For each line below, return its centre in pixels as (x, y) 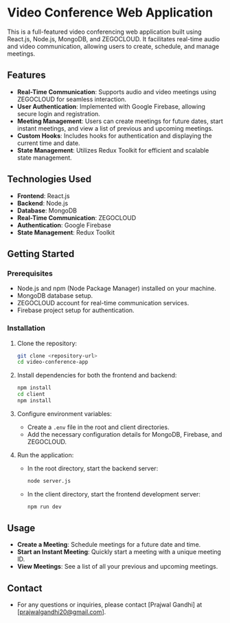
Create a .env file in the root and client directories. (98, 427)
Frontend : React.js (43, 196)
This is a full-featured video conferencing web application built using (104, 32)
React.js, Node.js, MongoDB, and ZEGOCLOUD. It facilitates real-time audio (114, 39)
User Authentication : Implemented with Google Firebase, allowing (111, 106)
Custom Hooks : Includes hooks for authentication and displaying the (114, 135)
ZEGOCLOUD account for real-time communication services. (103, 303)
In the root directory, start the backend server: (93, 468)
